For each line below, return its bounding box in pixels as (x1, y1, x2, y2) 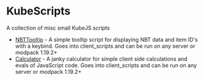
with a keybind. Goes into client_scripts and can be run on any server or (15, 42, 195, 50)
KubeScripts (6, 4, 71, 18)
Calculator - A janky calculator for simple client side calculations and (15, 55, 188, 62)
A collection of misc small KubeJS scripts (6, 24, 110, 31)
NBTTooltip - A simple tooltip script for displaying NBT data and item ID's (15, 36, 198, 43)
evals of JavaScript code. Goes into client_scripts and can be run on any (15, 62, 197, 69)
